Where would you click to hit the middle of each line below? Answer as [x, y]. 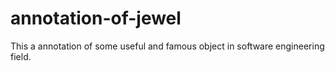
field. [21, 56]
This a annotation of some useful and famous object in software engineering [167, 46]
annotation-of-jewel [96, 18]
